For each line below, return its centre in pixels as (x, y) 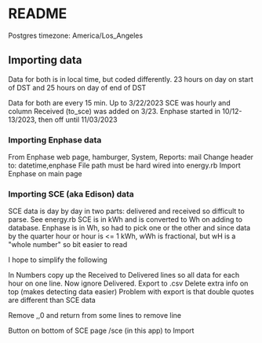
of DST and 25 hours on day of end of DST (77, 87)
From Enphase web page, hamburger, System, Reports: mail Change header (131, 157)
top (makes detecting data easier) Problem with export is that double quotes (131, 292)
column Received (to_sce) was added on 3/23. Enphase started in (115, 111)
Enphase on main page (45, 174)
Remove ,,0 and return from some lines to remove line (95, 315)
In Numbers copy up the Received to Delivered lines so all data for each (124, 275)
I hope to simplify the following (58, 260)
